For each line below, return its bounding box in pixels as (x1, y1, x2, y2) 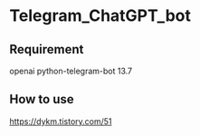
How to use (9, 92, 74, 107)
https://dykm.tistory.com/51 (9, 115, 112, 127)
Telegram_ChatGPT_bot (9, 5, 192, 26)
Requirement (9, 42, 84, 57)
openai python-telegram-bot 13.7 (9, 65, 133, 76)
